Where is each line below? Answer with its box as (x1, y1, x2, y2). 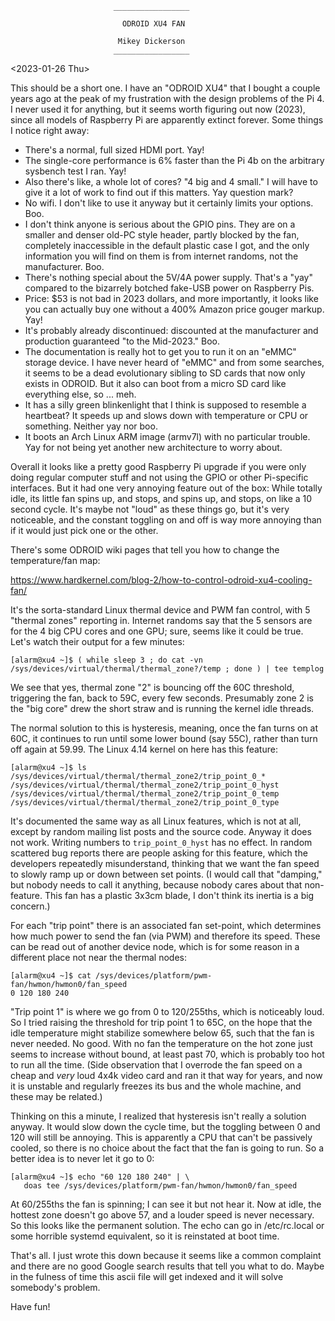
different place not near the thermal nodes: (10, 952, 188, 963)
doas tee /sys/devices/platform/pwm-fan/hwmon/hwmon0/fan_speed (23, 1181, 298, 1191)
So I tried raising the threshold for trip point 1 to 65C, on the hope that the (10, 1017, 313, 1028)
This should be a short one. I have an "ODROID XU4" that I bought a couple (10, 82, 321, 94)
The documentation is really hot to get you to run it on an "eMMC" (24, 346, 297, 357)
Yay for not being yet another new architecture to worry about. (24, 442, 283, 453)
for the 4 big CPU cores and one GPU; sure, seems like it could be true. (10, 625, 304, 637)
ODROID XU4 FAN (121, 19, 186, 29)
